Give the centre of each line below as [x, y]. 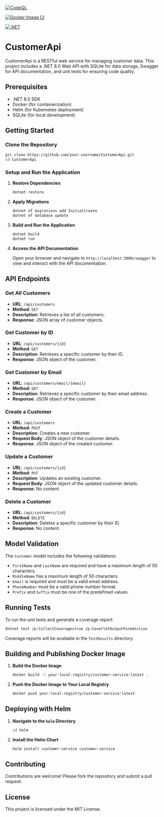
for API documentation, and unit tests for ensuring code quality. [70, 71]
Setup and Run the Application [43, 173]
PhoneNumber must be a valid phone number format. [64, 587]
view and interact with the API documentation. [59, 263]
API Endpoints [28, 279]
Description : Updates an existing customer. [57, 478]
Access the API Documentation [45, 248]
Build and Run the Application [44, 225]
